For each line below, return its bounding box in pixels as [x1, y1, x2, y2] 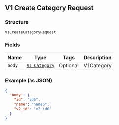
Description [83, 54, 112, 61]
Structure [5, 19, 29, 26]
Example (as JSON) [5, 77, 53, 84]
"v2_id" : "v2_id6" [14, 106, 52, 111]
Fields [5, 41, 20, 48]
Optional [59, 62, 79, 69]
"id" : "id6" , [14, 97, 41, 102]
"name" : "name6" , [14, 102, 50, 107]
